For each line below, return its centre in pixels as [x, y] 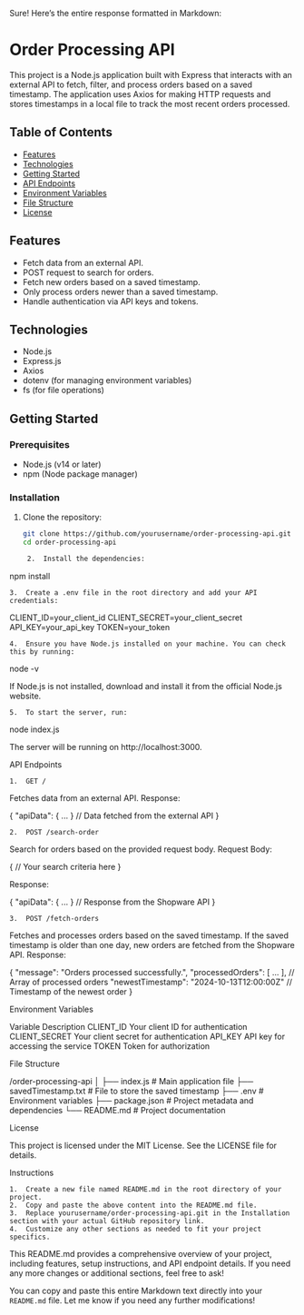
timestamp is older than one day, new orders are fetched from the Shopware [152, 944]
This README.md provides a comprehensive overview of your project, [141, 1253]
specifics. [30, 1237]
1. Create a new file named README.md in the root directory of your [146, 1189]
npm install [30, 576]
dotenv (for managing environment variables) [107, 381]
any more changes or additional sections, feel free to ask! [117, 1273]
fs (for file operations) [63, 391]
